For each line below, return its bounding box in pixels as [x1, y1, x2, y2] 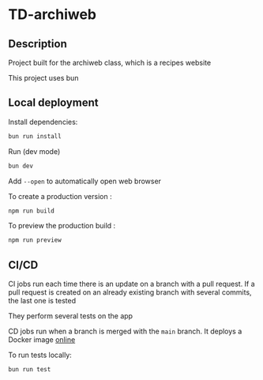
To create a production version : [8, 191, 112, 201]
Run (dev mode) [8, 146, 61, 156]
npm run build [8, 207, 55, 215]
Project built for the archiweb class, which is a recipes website [8, 58, 212, 67]
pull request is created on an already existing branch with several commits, [8, 288, 252, 297]
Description [8, 37, 67, 51]
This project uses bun [8, 73, 79, 82]
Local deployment [8, 96, 99, 110]
